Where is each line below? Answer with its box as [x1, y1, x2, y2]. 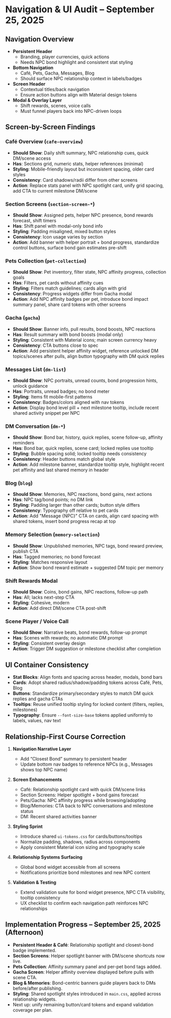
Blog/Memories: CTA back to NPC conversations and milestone [20, 802, 154, 809]
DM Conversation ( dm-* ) [5, 422, 65, 430]
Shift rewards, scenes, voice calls [20, 103, 91, 108]
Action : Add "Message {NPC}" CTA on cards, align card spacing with [12, 513, 159, 519]
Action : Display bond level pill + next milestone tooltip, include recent [12, 405, 159, 411]
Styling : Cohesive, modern [12, 600, 70, 606]
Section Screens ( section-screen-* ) [5, 200, 95, 207]
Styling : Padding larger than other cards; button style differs [12, 502, 140, 508]
